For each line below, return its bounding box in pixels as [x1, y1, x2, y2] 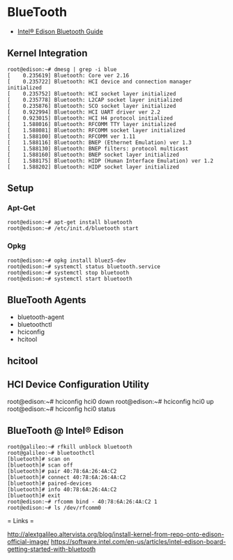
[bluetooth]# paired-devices [7, 480, 92, 487]
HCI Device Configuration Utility [7, 379, 150, 391]
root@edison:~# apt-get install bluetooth [7, 219, 133, 226]
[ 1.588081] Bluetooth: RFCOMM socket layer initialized [7, 127, 186, 134]
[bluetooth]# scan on [7, 456, 70, 462]
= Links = [7, 516, 35, 524]
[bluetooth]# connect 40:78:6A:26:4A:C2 [7, 474, 127, 481]
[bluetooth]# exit [7, 492, 61, 499]
